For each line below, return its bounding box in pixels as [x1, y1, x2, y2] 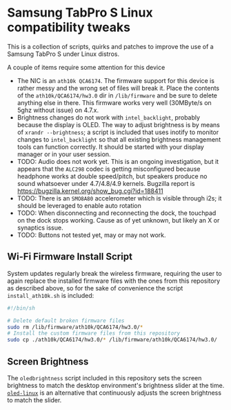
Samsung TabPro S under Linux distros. [7, 50, 119, 58]
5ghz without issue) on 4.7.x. [17, 106, 99, 114]
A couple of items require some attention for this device [7, 63, 165, 71]
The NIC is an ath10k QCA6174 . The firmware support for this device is [17, 76, 215, 84]
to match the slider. [7, 395, 62, 404]
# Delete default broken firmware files [7, 317, 125, 324]
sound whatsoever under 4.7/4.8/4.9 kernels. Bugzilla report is [17, 179, 195, 187]
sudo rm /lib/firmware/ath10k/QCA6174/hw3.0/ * [7, 324, 143, 330]
